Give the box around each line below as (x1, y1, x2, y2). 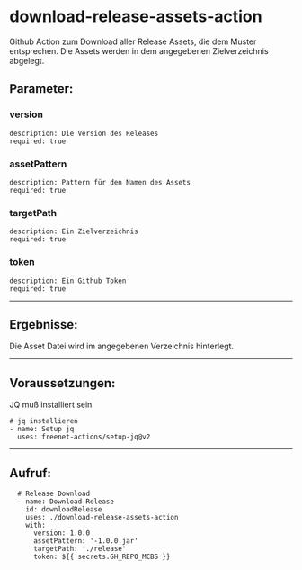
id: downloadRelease (25, 504, 102, 514)
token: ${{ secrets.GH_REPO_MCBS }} (32, 552, 171, 561)
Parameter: (9, 81, 74, 96)
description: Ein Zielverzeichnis (9, 227, 139, 236)
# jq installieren (9, 417, 78, 426)
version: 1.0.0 (32, 529, 91, 538)
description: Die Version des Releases (9, 129, 159, 138)
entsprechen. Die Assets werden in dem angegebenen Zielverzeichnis (9, 45, 269, 56)
